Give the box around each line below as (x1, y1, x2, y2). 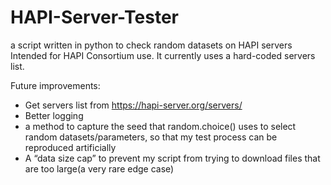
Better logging (24, 109, 84, 121)
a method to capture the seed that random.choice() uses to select (24, 120, 297, 132)
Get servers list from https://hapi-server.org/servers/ (24, 99, 243, 111)
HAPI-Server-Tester (10, 6, 179, 29)
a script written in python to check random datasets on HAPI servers (10, 39, 293, 51)
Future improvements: (10, 79, 101, 91)
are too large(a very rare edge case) (24, 162, 175, 175)
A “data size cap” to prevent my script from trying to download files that (24, 152, 321, 164)
